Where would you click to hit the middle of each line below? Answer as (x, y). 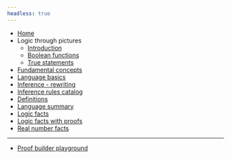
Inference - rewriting (46, 84)
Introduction (45, 47)
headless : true (29, 13)
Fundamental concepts (49, 70)
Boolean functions (53, 55)
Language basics (41, 77)
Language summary (45, 106)
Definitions (32, 99)
